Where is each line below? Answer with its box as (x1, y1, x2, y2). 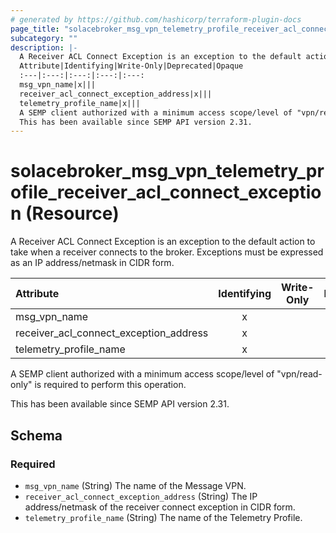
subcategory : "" (10, 33, 78, 43)
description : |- (10, 42, 78, 53)
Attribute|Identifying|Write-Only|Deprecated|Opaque (19, 61, 244, 71)
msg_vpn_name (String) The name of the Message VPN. (24, 479, 247, 491)
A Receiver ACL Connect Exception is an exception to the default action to (10, 236, 316, 248)
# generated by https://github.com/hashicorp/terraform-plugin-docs (10, 14, 302, 25)
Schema (10, 427, 63, 444)
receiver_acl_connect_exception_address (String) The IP (24, 490, 258, 502)
